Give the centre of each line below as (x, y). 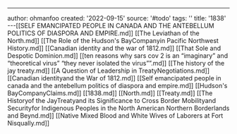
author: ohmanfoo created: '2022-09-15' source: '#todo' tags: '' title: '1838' (117, 18)
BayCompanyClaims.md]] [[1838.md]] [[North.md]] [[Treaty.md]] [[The (110, 93)
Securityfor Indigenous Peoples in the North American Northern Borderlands (119, 108)
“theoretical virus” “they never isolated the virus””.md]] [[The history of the (116, 63)
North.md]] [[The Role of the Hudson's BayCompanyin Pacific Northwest (113, 41)
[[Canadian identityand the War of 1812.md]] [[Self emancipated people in (114, 78)
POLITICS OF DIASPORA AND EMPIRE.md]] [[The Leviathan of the (103, 33)
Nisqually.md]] (29, 123)
